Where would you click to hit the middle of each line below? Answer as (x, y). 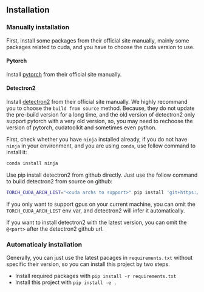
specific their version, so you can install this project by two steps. (88, 264)
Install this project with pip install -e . (66, 282)
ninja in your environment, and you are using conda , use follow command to (101, 146)
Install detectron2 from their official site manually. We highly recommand (97, 102)
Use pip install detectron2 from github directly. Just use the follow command (102, 175)
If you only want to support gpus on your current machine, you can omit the (101, 204)
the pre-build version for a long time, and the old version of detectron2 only (101, 115)
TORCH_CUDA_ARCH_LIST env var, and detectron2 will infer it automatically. (96, 210)
